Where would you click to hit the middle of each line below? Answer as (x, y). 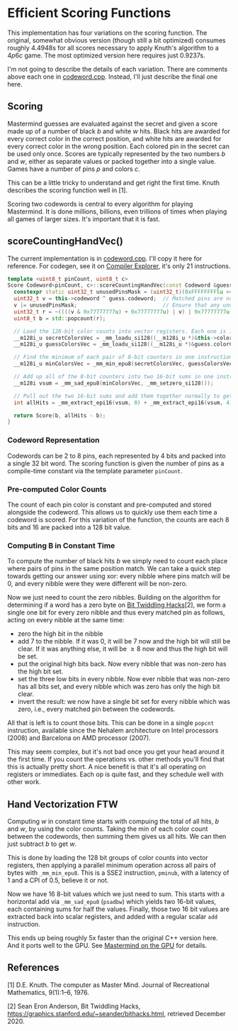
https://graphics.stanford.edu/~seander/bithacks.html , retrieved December (117, 1013)
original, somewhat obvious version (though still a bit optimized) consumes (117, 40)
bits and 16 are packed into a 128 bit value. (69, 527)
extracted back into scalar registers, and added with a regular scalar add (113, 917)
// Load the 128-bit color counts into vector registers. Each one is (120, 331)
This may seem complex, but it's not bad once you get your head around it (116, 752)
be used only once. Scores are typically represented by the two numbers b (117, 153)
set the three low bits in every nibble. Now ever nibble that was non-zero (124, 679)
